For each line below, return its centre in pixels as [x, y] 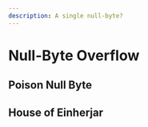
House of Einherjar [56, 112]
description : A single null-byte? [66, 16]
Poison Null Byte [50, 85]
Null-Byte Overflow [74, 55]
